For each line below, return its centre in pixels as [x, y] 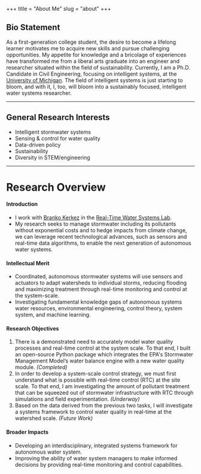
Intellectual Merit [28, 263]
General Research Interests [58, 117]
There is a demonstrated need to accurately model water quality [94, 342]
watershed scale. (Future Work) [54, 418]
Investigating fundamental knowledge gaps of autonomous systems [98, 302]
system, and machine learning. [53, 315]
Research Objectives [33, 328]
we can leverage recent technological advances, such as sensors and [101, 237]
